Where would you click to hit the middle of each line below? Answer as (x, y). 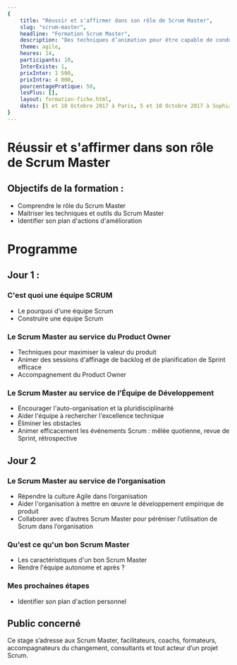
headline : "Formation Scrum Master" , (75, 34)
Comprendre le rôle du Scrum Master (72, 205)
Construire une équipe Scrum (60, 318)
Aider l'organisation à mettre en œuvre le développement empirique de (121, 504)
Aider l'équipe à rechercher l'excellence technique (91, 416)
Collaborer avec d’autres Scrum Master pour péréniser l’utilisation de (117, 519)
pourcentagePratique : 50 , (58, 86)
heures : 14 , (37, 54)
